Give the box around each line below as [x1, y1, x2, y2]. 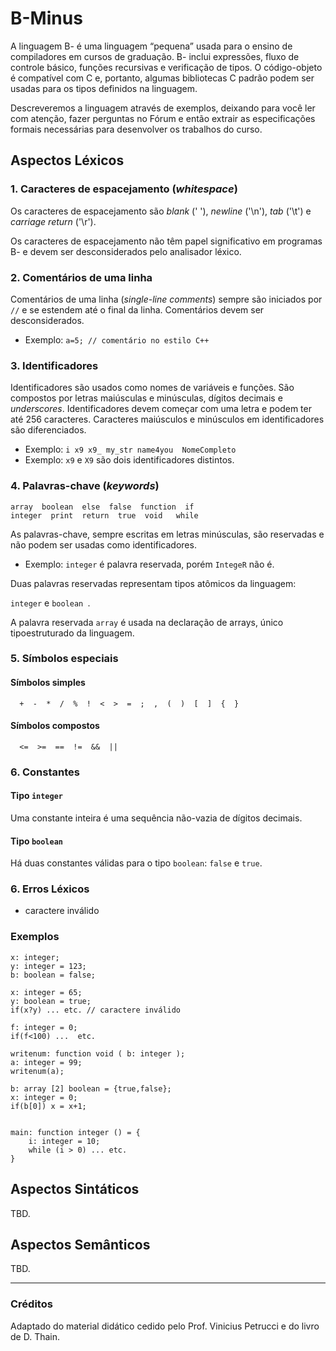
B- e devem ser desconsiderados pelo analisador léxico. [10, 245, 242, 257]
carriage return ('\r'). [10, 215, 97, 227]
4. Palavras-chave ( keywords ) [10, 479, 160, 493]
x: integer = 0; [10, 1092, 78, 1102]
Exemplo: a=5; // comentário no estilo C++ [24, 333, 210, 346]
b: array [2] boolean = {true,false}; [10, 1083, 172, 1094]
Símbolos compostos [10, 720, 100, 732]
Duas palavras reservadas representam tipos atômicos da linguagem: [10, 577, 297, 589]
